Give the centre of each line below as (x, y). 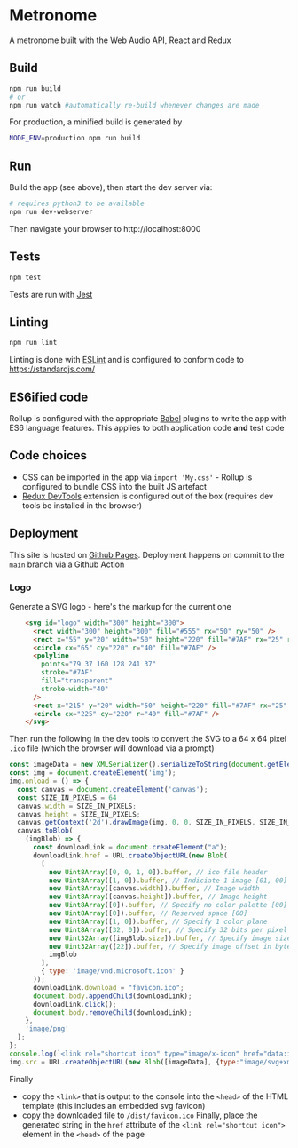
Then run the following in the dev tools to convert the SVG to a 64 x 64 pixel (148, 739)
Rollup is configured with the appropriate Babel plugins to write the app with (148, 418)
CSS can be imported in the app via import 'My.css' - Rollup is (137, 477)
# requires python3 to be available (77, 204)
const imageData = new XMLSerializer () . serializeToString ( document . (138, 765)
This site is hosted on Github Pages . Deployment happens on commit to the (147, 554)
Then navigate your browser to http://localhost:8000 (105, 228)
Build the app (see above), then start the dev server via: (111, 187)
